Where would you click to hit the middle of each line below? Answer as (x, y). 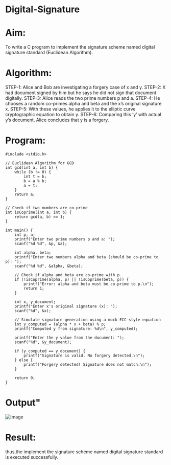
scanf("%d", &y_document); (43, 342)
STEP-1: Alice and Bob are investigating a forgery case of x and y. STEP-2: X (86, 87)
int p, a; (25, 235)
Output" (23, 403)
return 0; (25, 378)
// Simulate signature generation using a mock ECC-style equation (88, 320)
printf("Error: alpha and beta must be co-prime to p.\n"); (89, 284)
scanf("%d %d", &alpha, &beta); (49, 266)
